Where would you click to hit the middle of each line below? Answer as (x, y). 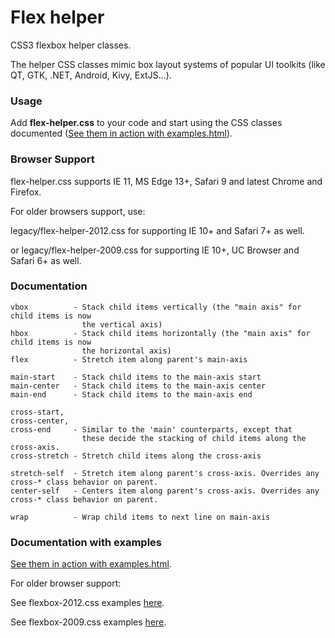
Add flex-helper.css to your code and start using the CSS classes (146, 123)
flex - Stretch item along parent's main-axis (129, 359)
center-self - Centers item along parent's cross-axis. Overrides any (165, 491)
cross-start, (37, 412)
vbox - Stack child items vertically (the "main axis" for (156, 307)
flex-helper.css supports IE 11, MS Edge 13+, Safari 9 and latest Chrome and (166, 181)
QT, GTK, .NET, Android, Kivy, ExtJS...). (91, 75)
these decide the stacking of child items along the (194, 438)
